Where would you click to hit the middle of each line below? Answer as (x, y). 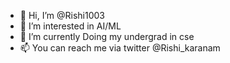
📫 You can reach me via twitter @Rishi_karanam (120, 48)
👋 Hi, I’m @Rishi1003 (62, 15)
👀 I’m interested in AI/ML (70, 26)
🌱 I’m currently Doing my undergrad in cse (107, 36)
